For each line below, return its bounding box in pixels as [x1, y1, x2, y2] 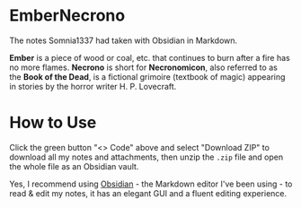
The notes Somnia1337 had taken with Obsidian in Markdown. [9, 35, 238, 46]
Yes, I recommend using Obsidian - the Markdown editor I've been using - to [9, 178, 293, 189]
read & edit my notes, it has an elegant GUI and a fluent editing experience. [9, 187, 288, 198]
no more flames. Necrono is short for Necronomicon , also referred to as [9, 62, 279, 73]
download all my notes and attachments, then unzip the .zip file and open [9, 152, 284, 162]
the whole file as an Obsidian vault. [9, 160, 139, 171]
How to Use [9, 113, 97, 133]
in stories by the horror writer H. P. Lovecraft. [9, 81, 177, 91]
